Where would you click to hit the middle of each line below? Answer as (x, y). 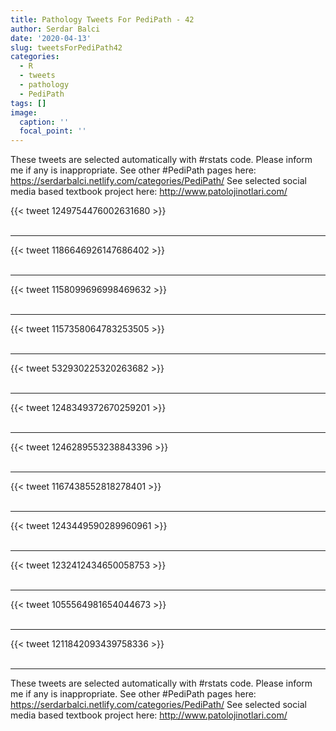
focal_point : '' (53, 131)
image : (24, 112)
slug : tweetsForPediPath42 (66, 47)
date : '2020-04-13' (51, 38)
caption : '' (44, 122)
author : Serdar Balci (55, 29)
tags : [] (28, 103)
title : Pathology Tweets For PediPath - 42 (102, 19)
